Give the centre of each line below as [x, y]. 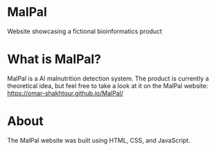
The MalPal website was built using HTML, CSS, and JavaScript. [99, 140]
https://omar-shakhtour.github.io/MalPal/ [65, 93]
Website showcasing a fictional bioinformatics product [85, 31]
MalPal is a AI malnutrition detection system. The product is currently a [108, 78]
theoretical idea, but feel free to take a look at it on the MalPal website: [108, 86]
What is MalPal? [54, 59]
